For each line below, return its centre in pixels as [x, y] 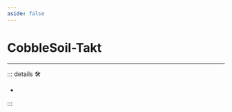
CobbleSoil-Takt [55, 47]
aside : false [26, 13]
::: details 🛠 [24, 74]
